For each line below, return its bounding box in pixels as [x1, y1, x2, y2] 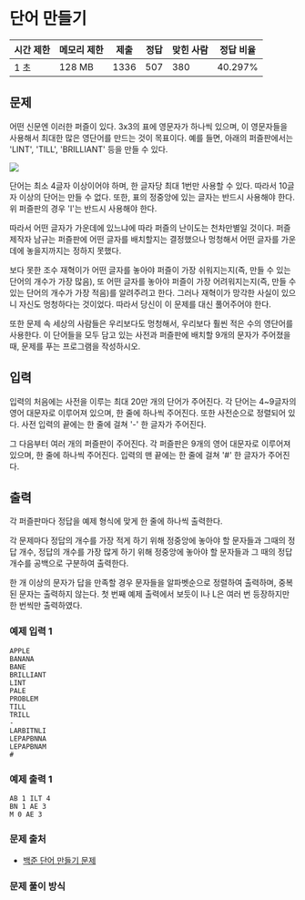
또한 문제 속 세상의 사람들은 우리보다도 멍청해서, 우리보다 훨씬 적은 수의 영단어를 [9, 318, 294, 329]
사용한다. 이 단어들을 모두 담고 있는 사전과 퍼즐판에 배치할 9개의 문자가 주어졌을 [9, 329, 291, 340]
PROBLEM [9, 694, 39, 703]
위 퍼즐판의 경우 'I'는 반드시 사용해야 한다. [9, 202, 158, 214]
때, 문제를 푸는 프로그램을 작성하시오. [9, 341, 141, 352]
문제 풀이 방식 [9, 880, 66, 893]
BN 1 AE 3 [9, 802, 47, 811]
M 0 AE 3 [9, 810, 43, 819]
